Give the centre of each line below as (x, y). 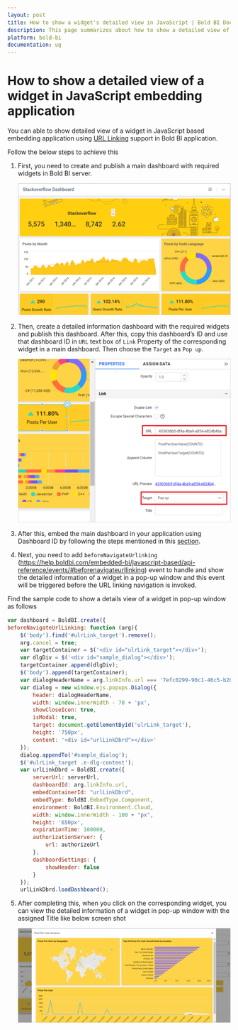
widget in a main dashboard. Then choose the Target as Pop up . (110, 349)
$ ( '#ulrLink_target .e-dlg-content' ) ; (77, 762)
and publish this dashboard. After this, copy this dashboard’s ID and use (123, 334)
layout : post (27, 15)
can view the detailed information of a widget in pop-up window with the (124, 911)
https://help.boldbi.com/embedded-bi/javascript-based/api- (108, 562)
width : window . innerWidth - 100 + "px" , (93, 815)
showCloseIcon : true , (65, 710)
